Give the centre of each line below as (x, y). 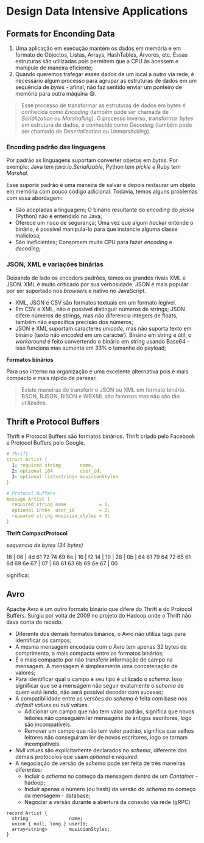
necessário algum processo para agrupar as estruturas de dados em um (106, 81)
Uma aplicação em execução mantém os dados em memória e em (98, 48)
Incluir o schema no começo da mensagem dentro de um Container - (111, 776)
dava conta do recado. (35, 622)
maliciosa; (28, 236)
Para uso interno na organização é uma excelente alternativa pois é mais (97, 371)
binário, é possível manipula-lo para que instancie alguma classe (96, 229)
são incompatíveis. (48, 724)
